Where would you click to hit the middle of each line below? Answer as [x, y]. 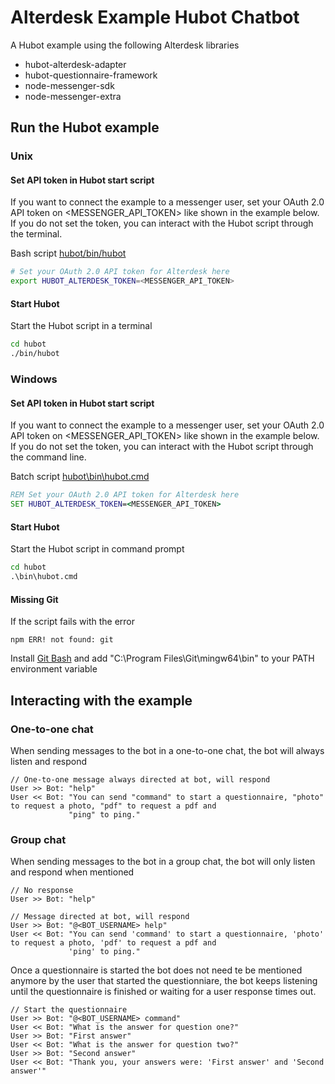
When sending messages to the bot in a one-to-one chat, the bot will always [167, 750]
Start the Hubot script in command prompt [97, 549]
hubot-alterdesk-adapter [75, 64]
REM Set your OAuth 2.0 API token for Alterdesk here [125, 495]
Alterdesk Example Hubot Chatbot [155, 17]
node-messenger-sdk [69, 85]
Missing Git [34, 599]
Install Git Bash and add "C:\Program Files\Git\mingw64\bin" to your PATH [162, 658]
